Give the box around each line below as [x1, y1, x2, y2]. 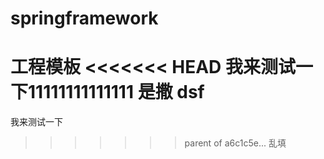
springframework [10, 7, 159, 30]
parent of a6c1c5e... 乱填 [184, 137, 287, 149]
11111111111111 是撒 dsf [28, 81, 205, 104]
